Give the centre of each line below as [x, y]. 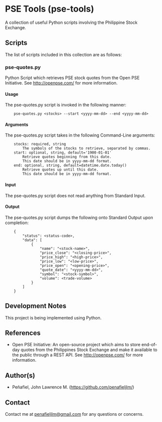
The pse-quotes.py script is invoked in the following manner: [66, 105]
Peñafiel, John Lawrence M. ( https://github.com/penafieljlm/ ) [73, 387]
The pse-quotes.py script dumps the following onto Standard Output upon [79, 217]
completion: [17, 223]
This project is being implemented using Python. [53, 317]
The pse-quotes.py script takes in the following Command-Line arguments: [80, 135]
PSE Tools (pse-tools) [50, 9]
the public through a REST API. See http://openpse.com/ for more [77, 355]
